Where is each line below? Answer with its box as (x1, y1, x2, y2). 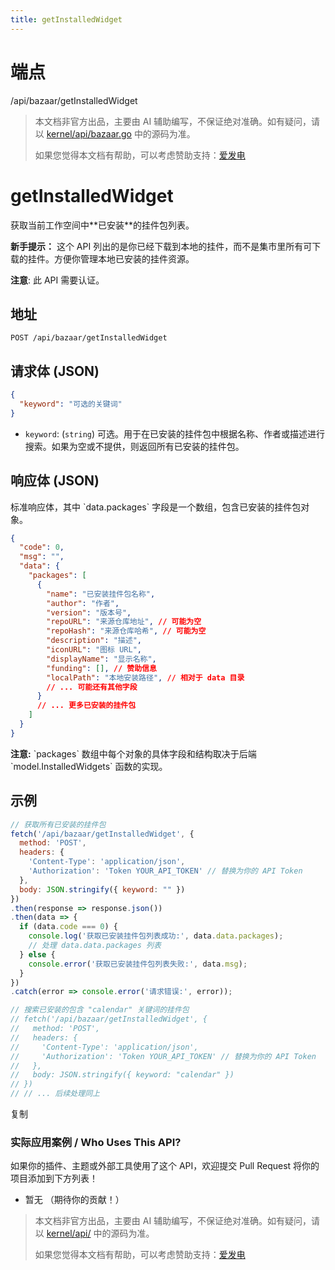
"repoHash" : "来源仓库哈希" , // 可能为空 (46, 626, 207, 636)
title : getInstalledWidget (10, 14, 123, 25)
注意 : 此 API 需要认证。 (10, 274, 105, 286)
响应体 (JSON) (10, 472, 100, 490)
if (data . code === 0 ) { (19, 922, 118, 932)
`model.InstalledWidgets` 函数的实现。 (10, 760, 168, 772)
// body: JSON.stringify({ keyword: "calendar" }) (10, 1070, 235, 1080)
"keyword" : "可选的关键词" (19, 399, 123, 409)
